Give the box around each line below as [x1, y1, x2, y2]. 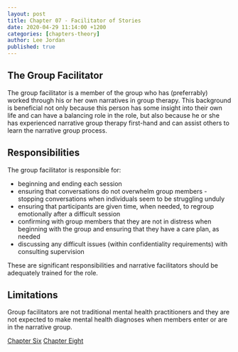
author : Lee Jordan [7, 37, 65, 44]
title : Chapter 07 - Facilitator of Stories [7, 17, 141, 24]
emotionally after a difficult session [17, 209, 121, 218]
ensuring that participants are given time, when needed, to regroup [17, 202, 215, 210]
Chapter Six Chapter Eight [7, 336, 84, 345]
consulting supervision [17, 247, 85, 255]
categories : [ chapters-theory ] [7, 30, 100, 38]
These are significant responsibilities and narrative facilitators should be [7, 260, 219, 270]
